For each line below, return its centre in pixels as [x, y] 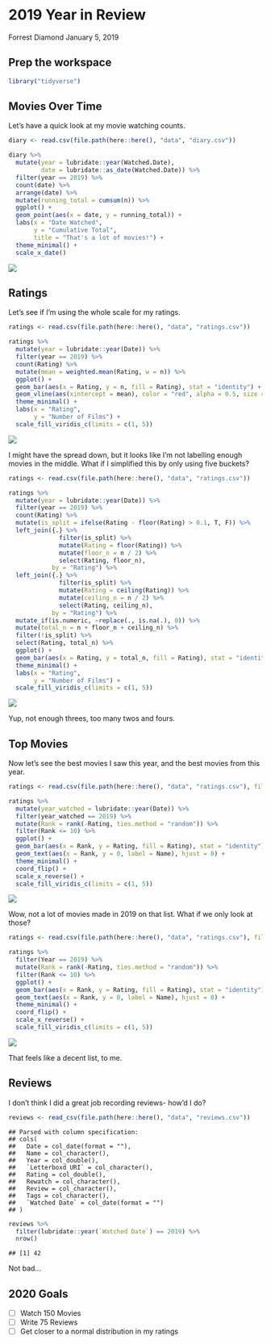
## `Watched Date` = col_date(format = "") [86, 1203]
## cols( [23, 1139]
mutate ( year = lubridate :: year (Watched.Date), [95, 163]
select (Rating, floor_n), [103, 560]
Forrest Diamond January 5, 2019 [64, 37]
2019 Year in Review [77, 15]
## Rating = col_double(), [57, 1174]
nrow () [27, 1239]
